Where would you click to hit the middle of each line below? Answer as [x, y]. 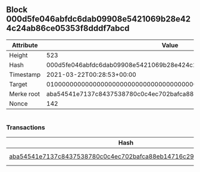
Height [18, 55]
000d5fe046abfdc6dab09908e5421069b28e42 [99, 19]
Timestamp [25, 74]
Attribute [25, 45]
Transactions [26, 127]
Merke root [25, 93]
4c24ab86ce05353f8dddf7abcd [68, 28]
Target [18, 84]
